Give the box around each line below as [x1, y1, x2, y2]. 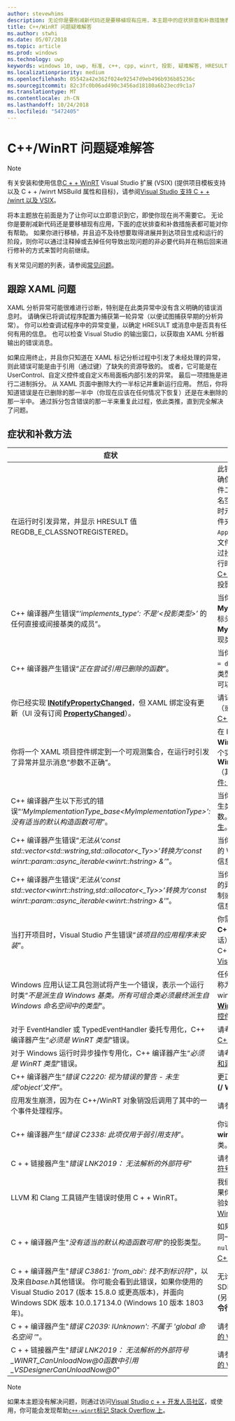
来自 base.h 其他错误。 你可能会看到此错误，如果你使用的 [17, 1277, 204, 1286]
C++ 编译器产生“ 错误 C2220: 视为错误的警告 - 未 [10, 1072, 173, 1082]
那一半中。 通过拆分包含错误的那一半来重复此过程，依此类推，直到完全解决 [7, 397, 224, 405]
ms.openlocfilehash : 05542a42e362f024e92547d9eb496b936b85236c [7, 75, 196, 83]
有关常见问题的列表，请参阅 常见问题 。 [7, 261, 117, 269]
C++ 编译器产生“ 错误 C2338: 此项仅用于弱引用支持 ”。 [10, 1130, 188, 1139]
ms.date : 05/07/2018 [7, 36, 68, 43]
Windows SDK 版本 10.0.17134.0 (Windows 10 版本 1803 [10, 1298, 204, 1307]
